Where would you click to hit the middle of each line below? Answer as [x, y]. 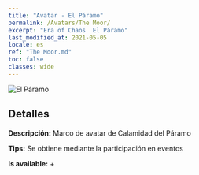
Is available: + [31, 163]
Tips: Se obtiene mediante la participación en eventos [96, 148]
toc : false [26, 60]
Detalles [29, 114]
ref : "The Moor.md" [40, 52]
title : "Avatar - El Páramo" [56, 15]
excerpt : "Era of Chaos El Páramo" [68, 30]
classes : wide [31, 67]
